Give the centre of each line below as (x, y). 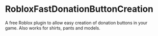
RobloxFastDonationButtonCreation (79, 9)
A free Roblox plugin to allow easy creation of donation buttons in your (76, 23)
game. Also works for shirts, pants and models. (53, 28)
